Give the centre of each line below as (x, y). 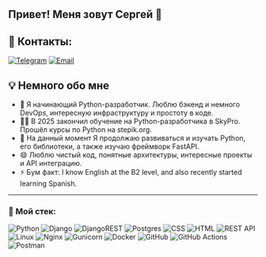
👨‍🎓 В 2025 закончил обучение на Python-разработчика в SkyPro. (130, 121)
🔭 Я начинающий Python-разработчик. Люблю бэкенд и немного (129, 104)
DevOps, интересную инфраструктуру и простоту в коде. (116, 113)
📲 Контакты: (40, 42)
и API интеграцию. (51, 164)
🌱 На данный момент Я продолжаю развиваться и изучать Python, (133, 138)
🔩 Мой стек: (32, 211)
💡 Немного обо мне (59, 85)
